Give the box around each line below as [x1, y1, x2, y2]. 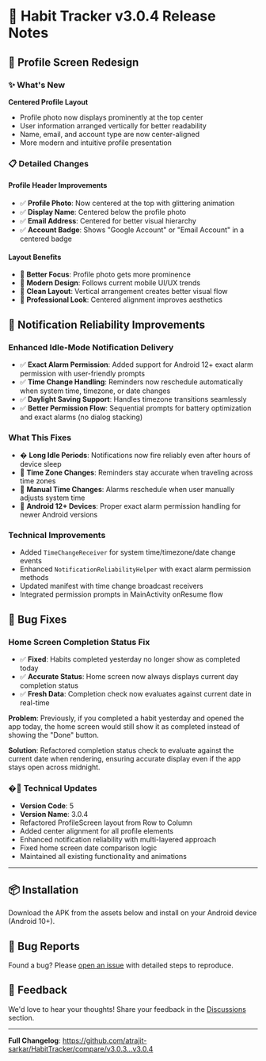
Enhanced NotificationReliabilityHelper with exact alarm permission [19, 564, 252, 574]
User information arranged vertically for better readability [19, 120, 207, 130]
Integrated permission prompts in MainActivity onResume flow [19, 590, 223, 599]
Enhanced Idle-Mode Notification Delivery [8, 342, 174, 353]
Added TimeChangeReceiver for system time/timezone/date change [19, 548, 236, 557]
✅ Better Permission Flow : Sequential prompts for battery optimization [19, 403, 252, 413]
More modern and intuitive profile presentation [19, 138, 173, 147]
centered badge [19, 234, 73, 243]
